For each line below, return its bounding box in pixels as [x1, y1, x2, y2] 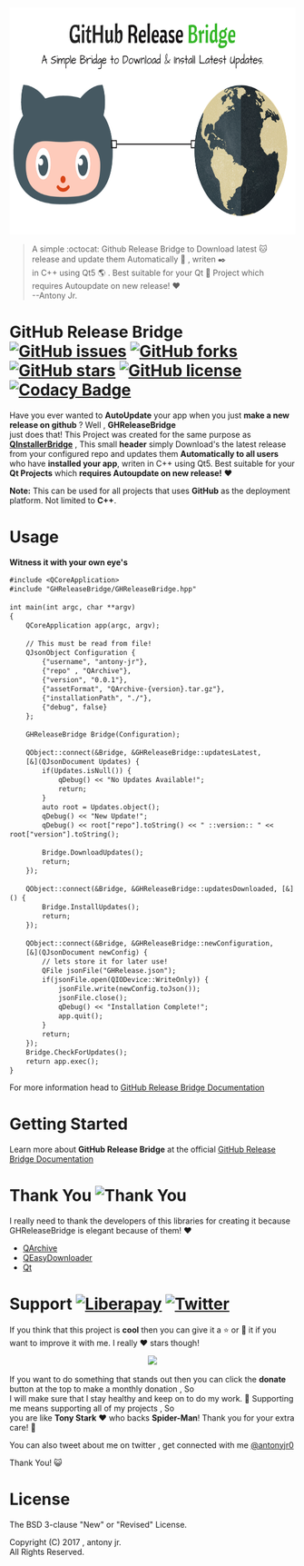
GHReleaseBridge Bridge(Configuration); [25, 729, 181, 738]
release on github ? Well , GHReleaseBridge [9, 419, 176, 430]
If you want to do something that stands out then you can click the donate [9, 1373, 287, 1384]
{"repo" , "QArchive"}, [42, 666, 132, 675]
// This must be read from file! [25, 639, 152, 648]
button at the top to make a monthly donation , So [9, 1383, 195, 1394]
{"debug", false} [42, 702, 107, 711]
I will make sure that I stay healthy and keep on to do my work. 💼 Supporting [9, 1393, 294, 1403]
